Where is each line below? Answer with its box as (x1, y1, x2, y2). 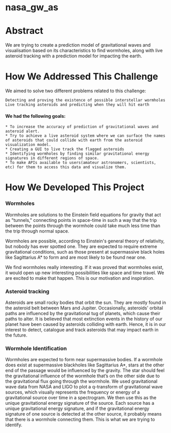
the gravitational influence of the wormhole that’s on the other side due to (5, 373, 160, 379)
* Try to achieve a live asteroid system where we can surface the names (5, 133, 166, 138)
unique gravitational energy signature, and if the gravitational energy (5, 405, 150, 411)
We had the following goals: (5, 113, 66, 119)
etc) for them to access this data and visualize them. (5, 164, 127, 170)
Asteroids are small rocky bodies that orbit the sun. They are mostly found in (5, 299, 166, 306)
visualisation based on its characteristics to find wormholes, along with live (5, 48, 163, 54)
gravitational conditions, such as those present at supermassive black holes (5, 249, 165, 255)
